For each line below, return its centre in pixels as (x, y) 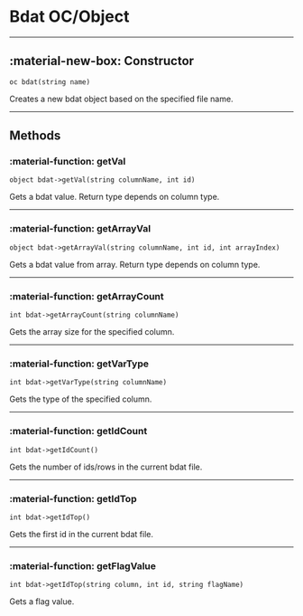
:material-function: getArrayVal (80, 229)
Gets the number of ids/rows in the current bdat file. (106, 467)
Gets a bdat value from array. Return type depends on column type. (135, 264)
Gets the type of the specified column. (81, 399)
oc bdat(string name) (50, 82)
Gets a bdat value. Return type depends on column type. (115, 197)
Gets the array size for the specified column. (92, 332)
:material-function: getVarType (79, 364)
